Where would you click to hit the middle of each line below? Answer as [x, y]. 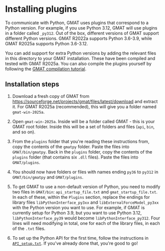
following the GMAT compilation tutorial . [46, 69]
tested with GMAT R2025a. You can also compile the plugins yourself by [78, 63]
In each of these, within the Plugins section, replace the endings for [81, 197]
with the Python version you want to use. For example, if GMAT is [79, 207]
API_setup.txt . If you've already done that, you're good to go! [75, 243]
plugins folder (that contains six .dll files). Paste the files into [75, 157]
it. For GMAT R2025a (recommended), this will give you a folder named [84, 106]
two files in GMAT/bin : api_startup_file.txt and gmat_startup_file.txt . [85, 192]
